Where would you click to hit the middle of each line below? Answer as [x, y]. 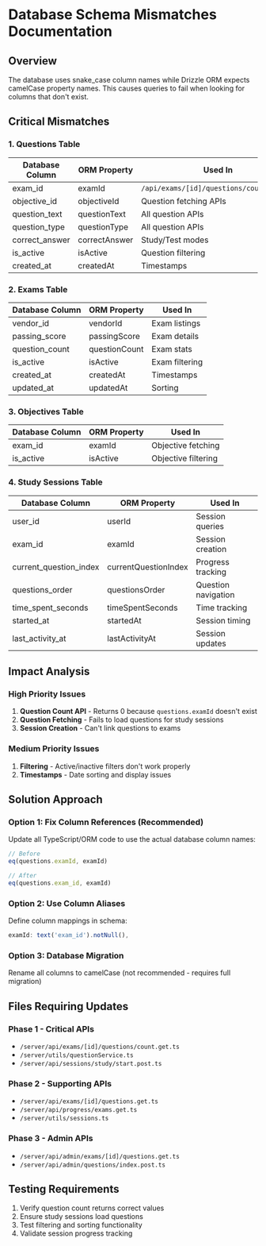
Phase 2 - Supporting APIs [60, 1083]
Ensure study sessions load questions [82, 1217]
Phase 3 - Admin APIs [51, 1139]
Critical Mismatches [59, 122]
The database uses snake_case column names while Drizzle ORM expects [129, 80]
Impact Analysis [49, 671]
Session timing [223, 620]
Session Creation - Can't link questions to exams [100, 728]
